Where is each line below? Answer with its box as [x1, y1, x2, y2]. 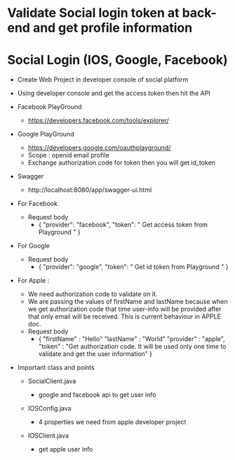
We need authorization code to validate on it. [27, 290, 158, 298]
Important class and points [17, 364, 95, 372]
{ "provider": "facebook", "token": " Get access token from [38, 220, 208, 229]
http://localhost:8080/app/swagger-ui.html [27, 186, 152, 194]
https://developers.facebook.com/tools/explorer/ [27, 116, 170, 124]
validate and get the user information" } [38, 350, 153, 358]
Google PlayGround [17, 130, 74, 139]
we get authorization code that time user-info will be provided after [27, 305, 222, 314]
